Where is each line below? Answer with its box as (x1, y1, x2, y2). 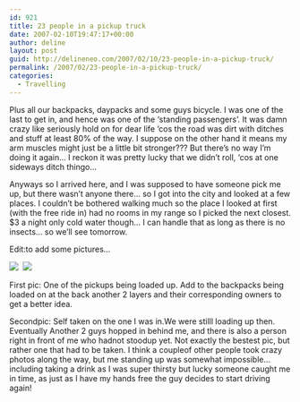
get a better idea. (9, 298, 73, 309)
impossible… (223, 354, 271, 364)
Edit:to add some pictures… (9, 244, 111, 254)
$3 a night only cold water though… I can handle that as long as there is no (9, 217, 286, 227)
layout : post (9, 47, 58, 56)
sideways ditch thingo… (9, 161, 97, 172)
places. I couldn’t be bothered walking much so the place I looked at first (9, 198, 278, 209)
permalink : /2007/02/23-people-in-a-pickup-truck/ (9, 64, 202, 73)
